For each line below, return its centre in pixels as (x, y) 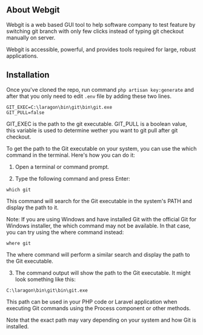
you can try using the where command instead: (65, 232)
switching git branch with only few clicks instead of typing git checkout (95, 31)
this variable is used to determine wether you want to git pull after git (92, 130)
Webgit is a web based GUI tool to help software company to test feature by (101, 24)
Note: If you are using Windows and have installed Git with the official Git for (101, 219)
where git (19, 243)
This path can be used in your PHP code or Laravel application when (92, 302)
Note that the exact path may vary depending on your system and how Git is (101, 320)
